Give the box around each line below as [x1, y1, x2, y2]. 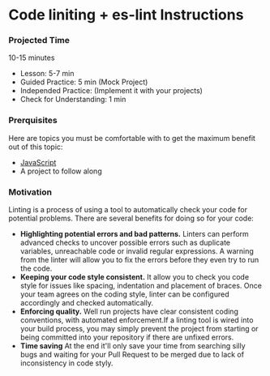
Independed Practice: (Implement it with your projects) [19, 86, 203, 96]
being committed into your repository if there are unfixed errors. [19, 332, 234, 342]
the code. [19, 263, 53, 273]
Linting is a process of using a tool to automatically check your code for [8, 205, 248, 215]
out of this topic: [8, 142, 63, 152]
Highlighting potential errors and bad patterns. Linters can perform [19, 229, 249, 239]
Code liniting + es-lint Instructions [8, 6, 244, 24]
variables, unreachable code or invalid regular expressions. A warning [19, 246, 254, 256]
